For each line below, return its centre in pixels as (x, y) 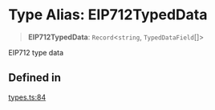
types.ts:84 (27, 97)
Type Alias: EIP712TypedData (108, 15)
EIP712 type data (36, 52)
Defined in (35, 78)
